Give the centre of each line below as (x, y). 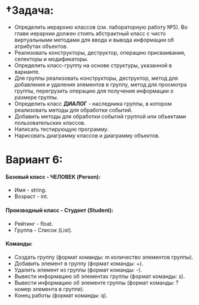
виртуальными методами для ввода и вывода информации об (94, 40)
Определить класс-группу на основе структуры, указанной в (93, 65)
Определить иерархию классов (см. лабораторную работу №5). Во (101, 27)
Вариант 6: (34, 160)
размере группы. (36, 97)
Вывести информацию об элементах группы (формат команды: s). (99, 276)
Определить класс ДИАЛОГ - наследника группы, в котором (93, 103)
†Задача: (30, 11)
